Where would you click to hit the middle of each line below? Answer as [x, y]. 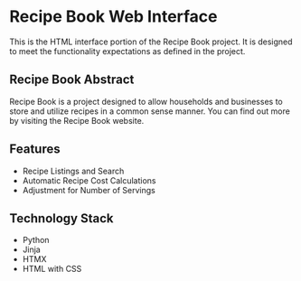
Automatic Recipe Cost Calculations [89, 180]
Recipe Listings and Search [73, 171]
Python [36, 240]
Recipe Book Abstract [72, 80]
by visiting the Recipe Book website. [77, 120]
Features [35, 150]
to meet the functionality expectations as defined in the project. [127, 51]
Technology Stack [61, 218]
